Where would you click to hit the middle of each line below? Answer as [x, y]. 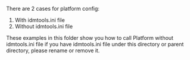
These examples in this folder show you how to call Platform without [90, 38]
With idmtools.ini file [40, 20]
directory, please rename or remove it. [53, 50]
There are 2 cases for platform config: [53, 9]
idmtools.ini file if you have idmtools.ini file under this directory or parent [95, 44]
